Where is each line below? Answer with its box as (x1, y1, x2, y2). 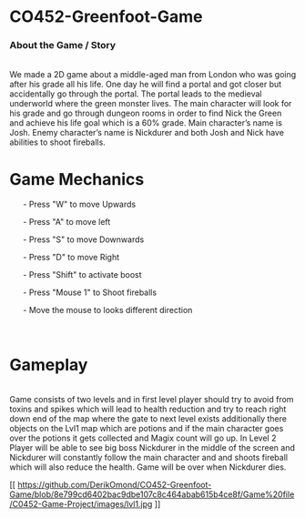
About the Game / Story (9, 39, 117, 52)
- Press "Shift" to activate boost (22, 269, 143, 280)
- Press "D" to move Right (22, 252, 120, 263)
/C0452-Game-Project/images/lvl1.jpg (9, 499, 153, 510)
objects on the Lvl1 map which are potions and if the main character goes (9, 423, 284, 434)
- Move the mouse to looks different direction (22, 305, 193, 316)
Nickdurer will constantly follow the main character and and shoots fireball (9, 452, 289, 463)
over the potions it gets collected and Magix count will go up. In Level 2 (9, 432, 277, 443)
